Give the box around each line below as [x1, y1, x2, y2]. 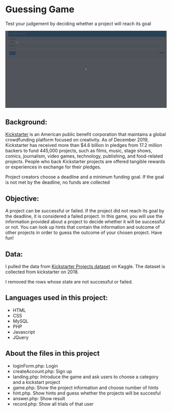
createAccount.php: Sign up [12, 368, 72, 374]
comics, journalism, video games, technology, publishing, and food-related [5, 153, 163, 159]
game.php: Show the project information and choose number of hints [12, 384, 159, 391]
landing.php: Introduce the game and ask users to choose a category [12, 374, 159, 380]
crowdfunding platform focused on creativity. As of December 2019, [5, 137, 149, 143]
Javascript [12, 329, 35, 335]
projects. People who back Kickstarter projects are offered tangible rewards [5, 159, 165, 165]
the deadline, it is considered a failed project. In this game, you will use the [5, 213, 163, 220]
